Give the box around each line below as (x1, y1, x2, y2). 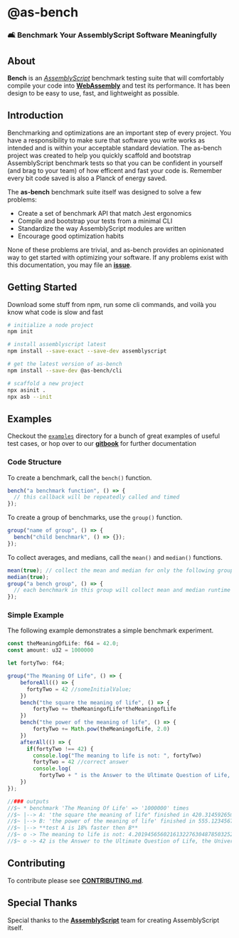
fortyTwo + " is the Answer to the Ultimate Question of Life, (38, 772, 231, 779)
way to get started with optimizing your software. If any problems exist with (7, 253, 228, 261)
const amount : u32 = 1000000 (7, 647, 94, 654)
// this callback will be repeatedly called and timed (14, 494, 180, 501)
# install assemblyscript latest (7, 341, 107, 348)
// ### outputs (7, 798, 50, 805)
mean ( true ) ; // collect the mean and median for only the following (7, 567, 215, 574)
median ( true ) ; (7, 573, 50, 580)
